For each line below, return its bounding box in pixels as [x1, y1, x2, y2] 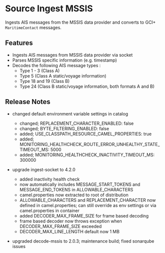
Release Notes [5, 98, 51, 106]
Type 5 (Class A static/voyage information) [19, 72, 107, 79]
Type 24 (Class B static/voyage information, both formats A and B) [19, 83, 155, 89]
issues [12, 243, 26, 249]
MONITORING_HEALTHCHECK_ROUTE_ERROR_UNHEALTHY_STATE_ [19, 141, 160, 147]
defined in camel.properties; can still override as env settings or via [19, 202, 157, 208]
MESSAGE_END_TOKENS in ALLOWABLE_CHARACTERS [19, 186, 133, 192]
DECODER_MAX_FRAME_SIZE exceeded [19, 223, 102, 229]
